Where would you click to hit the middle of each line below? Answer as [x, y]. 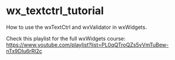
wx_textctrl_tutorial [55, 11]
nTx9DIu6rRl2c [24, 51]
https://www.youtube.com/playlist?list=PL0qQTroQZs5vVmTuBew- [87, 45]
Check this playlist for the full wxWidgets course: [66, 38]
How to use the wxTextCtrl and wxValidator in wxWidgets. [77, 27]
